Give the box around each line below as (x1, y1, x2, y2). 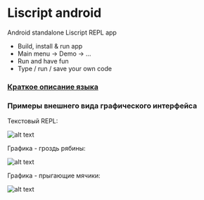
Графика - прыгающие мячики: (7, 171, 101, 180)
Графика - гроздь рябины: (7, 144, 86, 153)
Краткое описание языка (7, 82, 98, 92)
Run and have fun (17, 56, 69, 65)
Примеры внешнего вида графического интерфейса (7, 101, 198, 111)
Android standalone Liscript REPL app (7, 28, 117, 37)
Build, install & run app (17, 42, 83, 50)
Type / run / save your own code (17, 64, 113, 73)
